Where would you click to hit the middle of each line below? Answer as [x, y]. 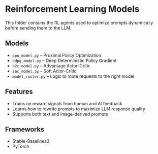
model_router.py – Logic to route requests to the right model [73, 76]
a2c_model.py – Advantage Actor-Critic [51, 65]
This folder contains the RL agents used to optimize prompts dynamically [79, 23]
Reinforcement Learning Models [72, 9]
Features [19, 92]
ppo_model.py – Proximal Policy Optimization [57, 55]
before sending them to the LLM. [38, 28]
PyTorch [21, 147]
